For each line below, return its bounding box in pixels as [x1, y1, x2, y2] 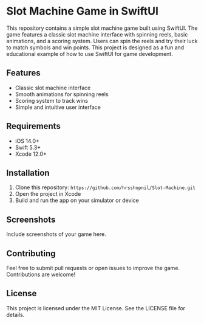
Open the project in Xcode [15, 190, 81, 198]
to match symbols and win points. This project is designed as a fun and [6, 44, 185, 51]
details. [6, 311, 25, 318]
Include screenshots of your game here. [6, 231, 106, 238]
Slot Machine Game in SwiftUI [6, 4, 159, 18]
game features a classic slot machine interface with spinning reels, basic [6, 30, 188, 38]
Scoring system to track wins [15, 97, 88, 104]
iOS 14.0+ [15, 137, 39, 144]
